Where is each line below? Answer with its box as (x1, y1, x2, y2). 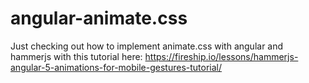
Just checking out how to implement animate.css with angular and (10, 40, 284, 52)
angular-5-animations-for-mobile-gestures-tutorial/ (10, 61, 223, 73)
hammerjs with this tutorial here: (10, 50, 143, 62)
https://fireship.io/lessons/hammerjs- (144, 50, 299, 62)
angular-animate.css (10, 7, 188, 30)
